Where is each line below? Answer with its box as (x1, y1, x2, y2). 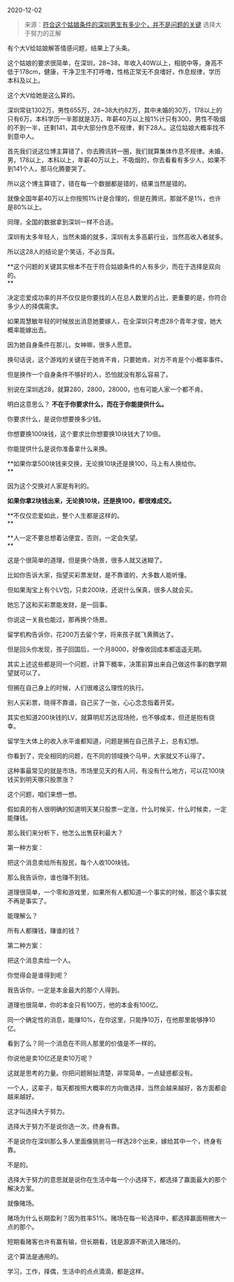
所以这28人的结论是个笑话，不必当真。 (7, 247, 119, 256)
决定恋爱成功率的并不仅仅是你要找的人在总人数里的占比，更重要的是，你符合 (7, 294, 227, 301)
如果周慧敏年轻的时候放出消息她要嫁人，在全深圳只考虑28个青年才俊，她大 (7, 317, 223, 325)
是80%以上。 (7, 203, 46, 211)
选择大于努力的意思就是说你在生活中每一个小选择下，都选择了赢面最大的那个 (7, 1176, 227, 1183)
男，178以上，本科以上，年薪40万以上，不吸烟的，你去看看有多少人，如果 (7, 156, 220, 164)
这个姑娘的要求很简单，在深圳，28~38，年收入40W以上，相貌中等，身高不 (7, 59, 224, 67)
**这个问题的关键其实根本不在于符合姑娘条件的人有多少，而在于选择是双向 (7, 262, 221, 271)
